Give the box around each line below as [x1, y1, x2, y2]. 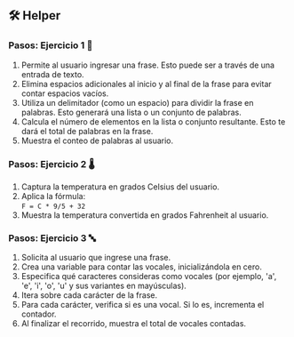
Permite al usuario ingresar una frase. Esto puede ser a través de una [20, 60, 275, 70]
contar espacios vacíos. [20, 88, 109, 99]
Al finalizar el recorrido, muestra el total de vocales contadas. [20, 318, 246, 329]
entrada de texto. [20, 68, 85, 79]
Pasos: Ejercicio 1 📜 [8, 39, 93, 52]
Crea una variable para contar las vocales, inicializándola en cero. [20, 261, 263, 272]
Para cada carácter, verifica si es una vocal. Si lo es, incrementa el [20, 300, 265, 310]
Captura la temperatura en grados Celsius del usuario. [20, 181, 219, 192]
